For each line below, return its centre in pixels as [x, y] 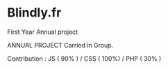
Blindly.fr [34, 13]
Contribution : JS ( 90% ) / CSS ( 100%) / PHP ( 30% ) [84, 58]
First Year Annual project [43, 32]
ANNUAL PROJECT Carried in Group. [60, 45]
